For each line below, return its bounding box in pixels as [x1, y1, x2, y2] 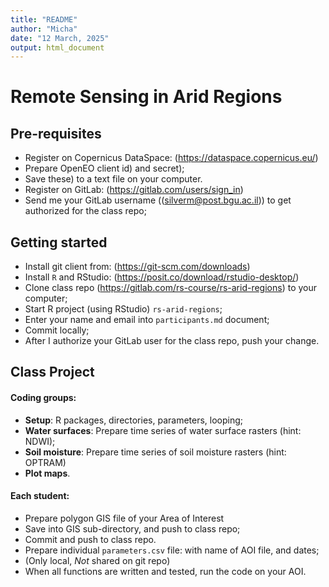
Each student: [10, 490, 70, 502]
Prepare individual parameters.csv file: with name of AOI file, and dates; [24, 544, 320, 556]
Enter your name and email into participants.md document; [24, 314, 270, 326]
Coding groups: [10, 392, 77, 404]
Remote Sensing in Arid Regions [10, 86, 283, 108]
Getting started [10, 234, 108, 251]
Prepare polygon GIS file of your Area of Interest [24, 512, 225, 524]
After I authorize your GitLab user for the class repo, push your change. [24, 335, 320, 347]
